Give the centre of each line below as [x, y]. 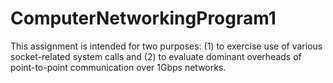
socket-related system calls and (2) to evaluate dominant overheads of [156, 56]
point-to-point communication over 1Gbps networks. [118, 67]
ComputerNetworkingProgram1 [143, 18]
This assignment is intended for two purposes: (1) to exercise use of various [166, 46]
